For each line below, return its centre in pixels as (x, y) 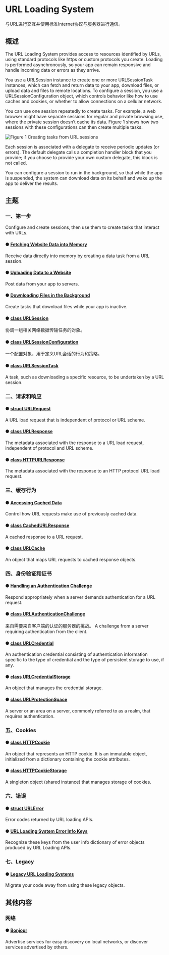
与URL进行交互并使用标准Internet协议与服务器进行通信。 (64, 24)
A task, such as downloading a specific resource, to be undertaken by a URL (85, 377)
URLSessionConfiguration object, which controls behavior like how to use (81, 96)
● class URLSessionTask (32, 366)
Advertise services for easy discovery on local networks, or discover (77, 941)
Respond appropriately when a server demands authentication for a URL (80, 597)
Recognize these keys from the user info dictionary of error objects (75, 842)
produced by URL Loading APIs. (38, 848)
